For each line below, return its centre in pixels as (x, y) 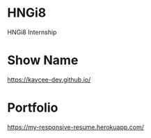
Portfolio (33, 108)
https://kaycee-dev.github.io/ (49, 79)
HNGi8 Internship (32, 32)
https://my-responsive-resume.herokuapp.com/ (76, 127)
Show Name (43, 60)
